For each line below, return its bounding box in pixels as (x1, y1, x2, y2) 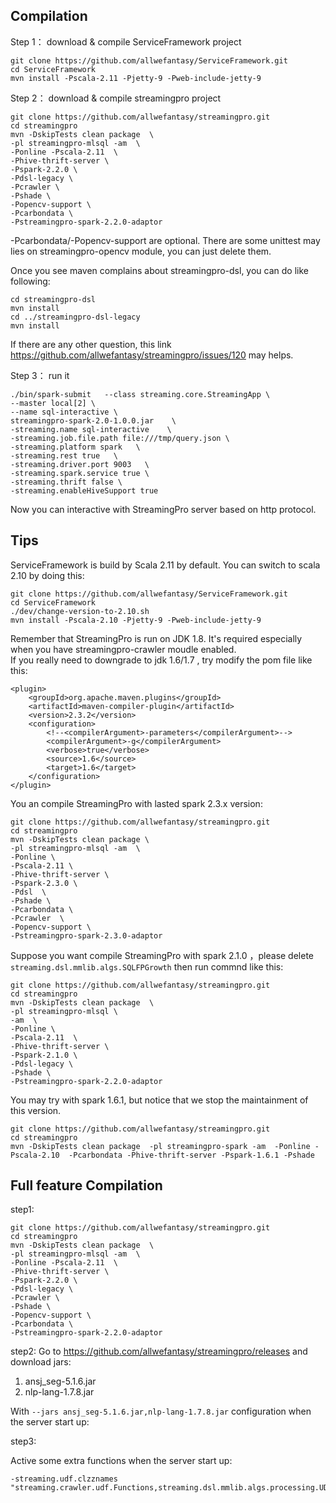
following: (10, 275, 51, 287)
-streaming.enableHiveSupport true (10, 485, 159, 496)
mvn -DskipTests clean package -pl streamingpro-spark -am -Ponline (10, 1141, 311, 1151)
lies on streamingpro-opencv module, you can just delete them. (10, 245, 272, 257)
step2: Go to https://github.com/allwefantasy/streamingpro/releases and (10, 1345, 308, 1358)
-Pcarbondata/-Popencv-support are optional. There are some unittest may (10, 234, 321, 246)
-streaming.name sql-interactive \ (10, 424, 172, 434)
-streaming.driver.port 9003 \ (10, 459, 150, 469)
